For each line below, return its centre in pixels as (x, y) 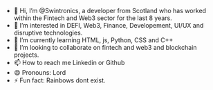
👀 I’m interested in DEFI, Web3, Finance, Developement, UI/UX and (109, 25)
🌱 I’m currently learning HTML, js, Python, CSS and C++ (93, 40)
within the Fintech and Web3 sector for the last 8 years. (93, 18)
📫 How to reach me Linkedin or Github (69, 63)
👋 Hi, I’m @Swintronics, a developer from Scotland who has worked (110, 11)
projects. (26, 55)
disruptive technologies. (48, 33)
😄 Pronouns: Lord (40, 72)
